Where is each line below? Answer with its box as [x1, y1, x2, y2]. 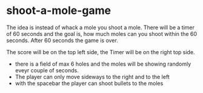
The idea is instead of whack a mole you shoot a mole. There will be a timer [6, 24, 195, 31]
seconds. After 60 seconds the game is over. [6, 36, 118, 44]
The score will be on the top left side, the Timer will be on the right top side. [6, 48, 195, 55]
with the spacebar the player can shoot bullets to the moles [15, 80, 164, 87]
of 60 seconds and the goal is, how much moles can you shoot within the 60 [6, 30, 198, 37]
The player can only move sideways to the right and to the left [15, 73, 170, 80]
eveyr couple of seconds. [15, 66, 79, 74]
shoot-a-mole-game [6, 4, 111, 18]
